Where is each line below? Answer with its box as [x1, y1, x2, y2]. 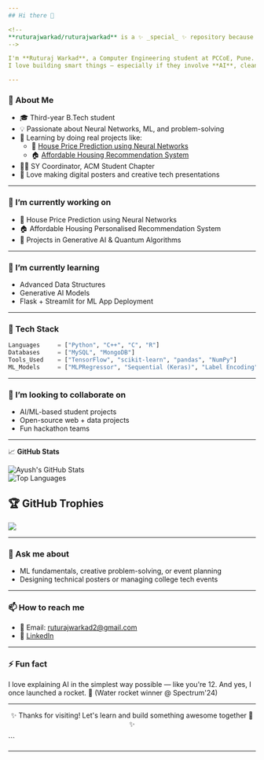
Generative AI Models [19, 288, 90, 297]
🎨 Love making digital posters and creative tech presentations [19, 170, 220, 179]
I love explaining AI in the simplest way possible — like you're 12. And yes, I [8, 679, 251, 688]
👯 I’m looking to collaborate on [8, 389, 126, 400]
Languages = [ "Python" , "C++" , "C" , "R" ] [8, 341, 159, 350]
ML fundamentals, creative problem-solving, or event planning [19, 567, 222, 576]
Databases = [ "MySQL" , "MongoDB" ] [8, 349, 135, 357]
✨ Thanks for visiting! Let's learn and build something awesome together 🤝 [10, 710, 254, 720]
